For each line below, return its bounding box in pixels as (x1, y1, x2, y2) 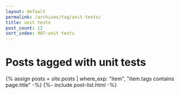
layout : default (5, 8, 46, 15)
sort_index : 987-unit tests (5, 31, 75, 36)
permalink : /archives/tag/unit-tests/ (5, 14, 101, 20)
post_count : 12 (5, 25, 43, 31)
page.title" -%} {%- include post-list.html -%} (5, 82, 117, 89)
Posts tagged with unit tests (5, 56, 146, 69)
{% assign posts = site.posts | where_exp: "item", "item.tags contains (5, 75, 175, 82)
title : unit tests (5, 19, 51, 25)
